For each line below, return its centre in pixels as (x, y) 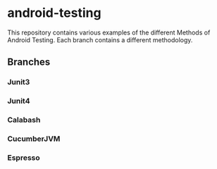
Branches (29, 62)
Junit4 (19, 101)
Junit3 (19, 82)
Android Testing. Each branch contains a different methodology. (100, 39)
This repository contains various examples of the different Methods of (109, 32)
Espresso (24, 158)
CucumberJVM (34, 139)
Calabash (24, 120)
